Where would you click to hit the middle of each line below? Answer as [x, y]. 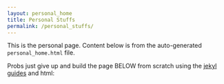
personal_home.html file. [41, 53]
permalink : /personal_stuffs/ [51, 26]
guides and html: [31, 73]
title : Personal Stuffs [41, 20]
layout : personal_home [40, 13]
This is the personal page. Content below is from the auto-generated [104, 46]
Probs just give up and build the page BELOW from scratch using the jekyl [112, 66]
